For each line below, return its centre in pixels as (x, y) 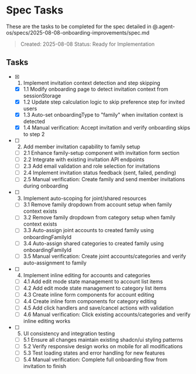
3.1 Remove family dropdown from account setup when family (98, 205)
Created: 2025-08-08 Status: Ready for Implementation (87, 44)
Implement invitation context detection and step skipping (92, 83)
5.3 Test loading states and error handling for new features (94, 353)
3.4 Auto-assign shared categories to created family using (93, 243)
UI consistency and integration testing (69, 334)
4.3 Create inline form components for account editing (89, 294)
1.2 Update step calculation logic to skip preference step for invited (104, 102)
